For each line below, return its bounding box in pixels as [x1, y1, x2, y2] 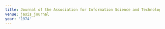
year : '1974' [5, 16, 32, 21]
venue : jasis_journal [5, 12, 50, 17]
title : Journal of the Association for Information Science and [5, 7, 139, 12]
